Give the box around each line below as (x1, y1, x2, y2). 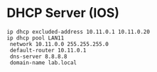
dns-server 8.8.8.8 (9, 53, 68, 60)
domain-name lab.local (9, 59, 77, 66)
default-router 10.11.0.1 (9, 47, 87, 54)
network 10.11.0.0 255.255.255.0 (9, 40, 109, 47)
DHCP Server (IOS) (6, 5, 120, 21)
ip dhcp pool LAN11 (6, 34, 65, 42)
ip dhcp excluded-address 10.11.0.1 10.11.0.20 (6, 28, 151, 35)
